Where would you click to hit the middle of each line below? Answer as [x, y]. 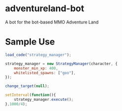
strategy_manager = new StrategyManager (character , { [61, 64]
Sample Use [30, 42]
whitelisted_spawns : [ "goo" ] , [45, 73]
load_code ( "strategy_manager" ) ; [38, 55]
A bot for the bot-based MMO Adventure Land [52, 22]
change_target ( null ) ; [27, 86]
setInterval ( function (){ [30, 95]
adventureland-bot [45, 9]
